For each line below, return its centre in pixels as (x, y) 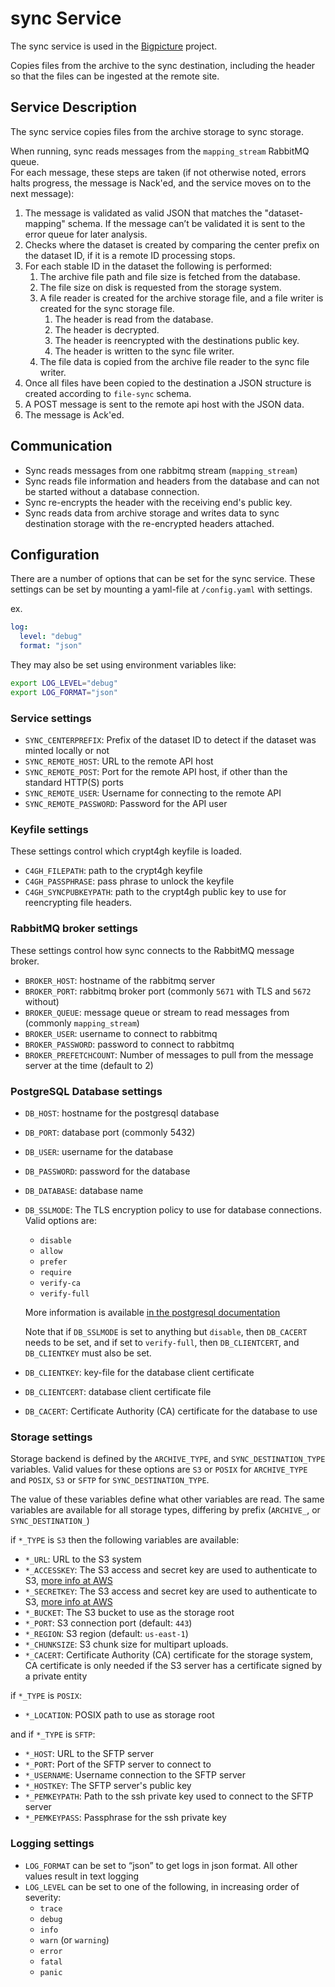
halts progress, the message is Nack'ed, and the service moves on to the (161, 183)
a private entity (56, 1676)
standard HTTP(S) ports (74, 783)
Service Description (73, 107)
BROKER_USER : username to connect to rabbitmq (121, 1033)
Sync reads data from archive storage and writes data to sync (152, 513)
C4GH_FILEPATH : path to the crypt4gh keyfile (113, 871)
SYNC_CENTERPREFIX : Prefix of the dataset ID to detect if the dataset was (170, 740)
